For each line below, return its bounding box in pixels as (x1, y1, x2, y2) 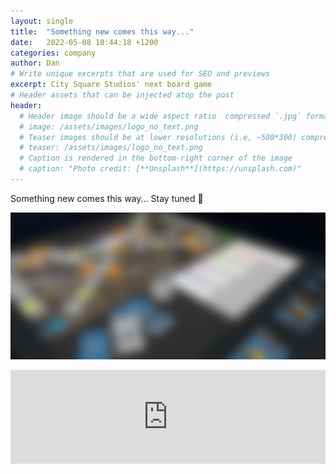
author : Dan (10, 58, 60, 69)
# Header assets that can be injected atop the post (10, 90, 235, 100)
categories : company (10, 48, 97, 58)
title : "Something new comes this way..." (10, 26, 195, 37)
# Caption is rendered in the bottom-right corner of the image (19, 153, 293, 164)
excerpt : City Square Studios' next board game (10, 80, 213, 90)
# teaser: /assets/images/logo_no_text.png (19, 143, 203, 153)
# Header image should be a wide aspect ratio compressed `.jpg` (19, 111, 302, 121)
